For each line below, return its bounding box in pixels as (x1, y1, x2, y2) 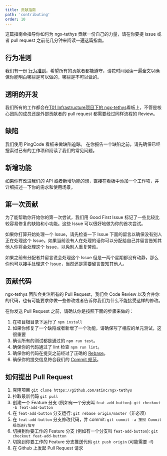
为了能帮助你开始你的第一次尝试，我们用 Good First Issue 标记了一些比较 (5, 214, 155, 220)
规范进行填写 (12, 423, 35, 428)
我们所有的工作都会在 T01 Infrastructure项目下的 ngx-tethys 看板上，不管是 (5, 104, 157, 110)
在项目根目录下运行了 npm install (12, 319, 82, 325)
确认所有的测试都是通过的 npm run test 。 (12, 337, 98, 344)
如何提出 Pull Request (5, 373, 73, 381)
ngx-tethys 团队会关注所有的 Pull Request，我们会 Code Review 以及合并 (5, 291, 155, 297)
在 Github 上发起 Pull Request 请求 (12, 445, 83, 451)
